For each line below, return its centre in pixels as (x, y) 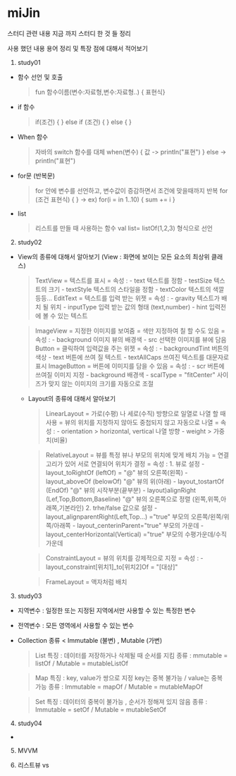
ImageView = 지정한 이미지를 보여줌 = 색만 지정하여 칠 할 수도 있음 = (130, 331)
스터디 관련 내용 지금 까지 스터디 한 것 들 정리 (69, 33)
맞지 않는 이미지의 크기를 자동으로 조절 (101, 383)
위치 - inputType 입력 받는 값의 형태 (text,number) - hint (129, 307)
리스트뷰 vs (33, 765)
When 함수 (33, 137)
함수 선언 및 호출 (40, 77)
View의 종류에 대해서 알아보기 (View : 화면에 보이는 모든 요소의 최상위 (113, 257)
